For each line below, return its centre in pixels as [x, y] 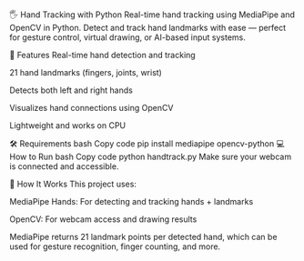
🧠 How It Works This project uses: [73, 184]
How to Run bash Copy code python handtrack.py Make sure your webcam [151, 156]
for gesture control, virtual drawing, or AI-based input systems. [127, 37]
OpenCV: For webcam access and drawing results [103, 219]
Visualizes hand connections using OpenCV [91, 108]
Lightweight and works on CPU [68, 125]
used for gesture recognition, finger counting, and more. [115, 246]
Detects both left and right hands [71, 90]
